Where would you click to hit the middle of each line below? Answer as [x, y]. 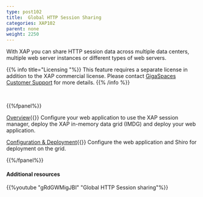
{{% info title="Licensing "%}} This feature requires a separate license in [97, 69]
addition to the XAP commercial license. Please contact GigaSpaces [91, 76]
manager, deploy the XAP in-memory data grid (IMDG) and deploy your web [101, 124]
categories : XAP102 [31, 23]
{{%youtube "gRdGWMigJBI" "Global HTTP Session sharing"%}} [87, 187]
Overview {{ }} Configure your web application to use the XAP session [92, 118]
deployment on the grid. [36, 149]
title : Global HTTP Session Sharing [54, 18]
